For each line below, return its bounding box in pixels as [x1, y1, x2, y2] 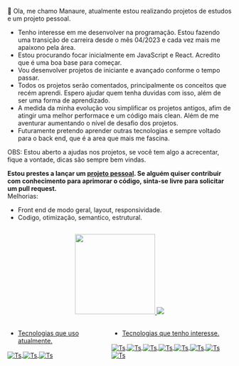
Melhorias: [7, 192, 38, 200]
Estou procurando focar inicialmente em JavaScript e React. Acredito [17, 51, 221, 59]
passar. [17, 73, 40, 82]
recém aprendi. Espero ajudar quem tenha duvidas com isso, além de [17, 89, 221, 97]
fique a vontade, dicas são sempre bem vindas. [7, 155, 147, 164]
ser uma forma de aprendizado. [17, 96, 110, 105]
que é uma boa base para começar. [17, 58, 122, 67]
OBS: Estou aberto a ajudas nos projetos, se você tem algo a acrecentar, [7, 148, 220, 156]
